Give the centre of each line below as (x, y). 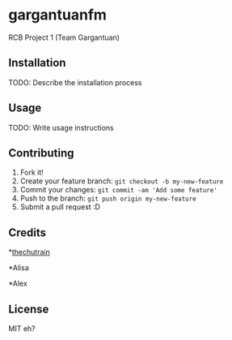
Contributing (41, 153)
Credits (27, 232)
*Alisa (19, 268)
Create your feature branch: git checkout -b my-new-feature (122, 181)
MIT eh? (22, 329)
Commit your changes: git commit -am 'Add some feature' (119, 190)
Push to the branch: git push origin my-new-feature (108, 198)
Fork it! (32, 173)
